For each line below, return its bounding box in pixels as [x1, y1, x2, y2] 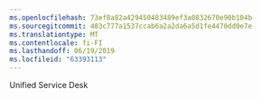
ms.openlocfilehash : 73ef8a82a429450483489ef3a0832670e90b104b [9, 13, 253, 22]
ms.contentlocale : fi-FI [9, 38, 103, 48]
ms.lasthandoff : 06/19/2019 [9, 47, 116, 56]
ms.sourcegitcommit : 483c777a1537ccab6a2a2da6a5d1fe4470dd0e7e [9, 22, 253, 31]
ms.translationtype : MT [9, 30, 99, 39]
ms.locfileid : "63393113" [9, 55, 107, 64]
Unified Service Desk [9, 80, 89, 90]
